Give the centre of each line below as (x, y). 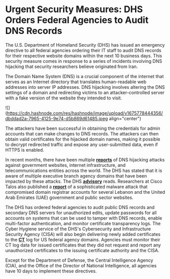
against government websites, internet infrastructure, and (65, 165)
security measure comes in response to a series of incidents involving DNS (84, 61)
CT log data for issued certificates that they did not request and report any (83, 245)
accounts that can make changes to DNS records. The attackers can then (82, 133)
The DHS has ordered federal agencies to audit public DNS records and (80, 207)
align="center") (125, 118)
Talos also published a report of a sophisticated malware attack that (77, 187)
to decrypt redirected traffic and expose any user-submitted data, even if (82, 144)
